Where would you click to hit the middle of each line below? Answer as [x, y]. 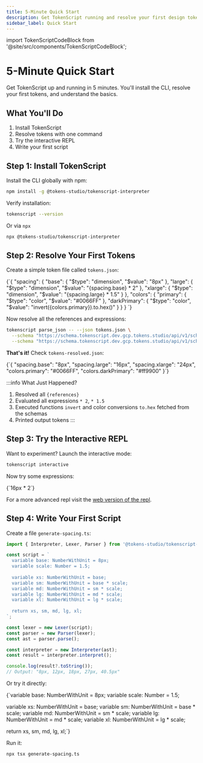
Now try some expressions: [40, 476]
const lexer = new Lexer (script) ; [50, 627]
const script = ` [28, 555]
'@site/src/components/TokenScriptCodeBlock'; [66, 46]
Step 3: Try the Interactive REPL [67, 439]
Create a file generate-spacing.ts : [49, 533]
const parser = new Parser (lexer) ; [51, 633]
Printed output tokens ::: [45, 420]
